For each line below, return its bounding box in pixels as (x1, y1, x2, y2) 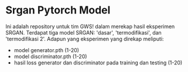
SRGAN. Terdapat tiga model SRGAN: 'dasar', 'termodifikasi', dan (5, 29, 162, 36)
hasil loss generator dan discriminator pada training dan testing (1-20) (13, 59, 183, 66)
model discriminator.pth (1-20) (13, 53, 87, 60)
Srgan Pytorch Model (5, 4, 111, 17)
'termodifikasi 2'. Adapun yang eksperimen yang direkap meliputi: (5, 35, 165, 42)
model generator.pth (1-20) (13, 46, 80, 53)
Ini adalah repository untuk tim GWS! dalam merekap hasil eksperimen (5, 23, 175, 30)
